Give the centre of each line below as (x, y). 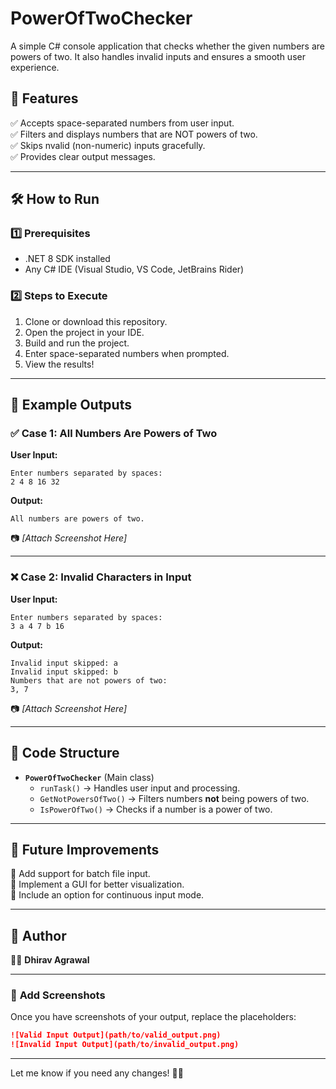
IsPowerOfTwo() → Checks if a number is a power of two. (156, 809)
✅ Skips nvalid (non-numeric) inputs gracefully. (108, 145)
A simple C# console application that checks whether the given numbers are (167, 46)
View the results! (59, 364)
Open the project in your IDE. (84, 332)
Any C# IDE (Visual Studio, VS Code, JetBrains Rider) (134, 269)
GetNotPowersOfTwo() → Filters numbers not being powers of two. (174, 798)
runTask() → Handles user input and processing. (140, 788)
